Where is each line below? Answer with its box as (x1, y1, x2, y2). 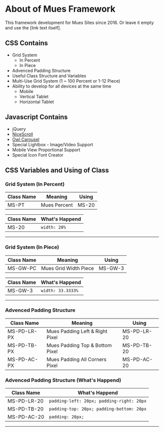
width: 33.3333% (41, 288, 79, 293)
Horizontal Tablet (19, 99, 54, 105)
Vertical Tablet (19, 93, 49, 99)
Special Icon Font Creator (12, 152, 63, 158)
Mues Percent (41, 202, 73, 208)
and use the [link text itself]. (5, 24, 61, 30)
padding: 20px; (49, 414, 84, 420)
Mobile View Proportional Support (12, 147, 81, 153)
